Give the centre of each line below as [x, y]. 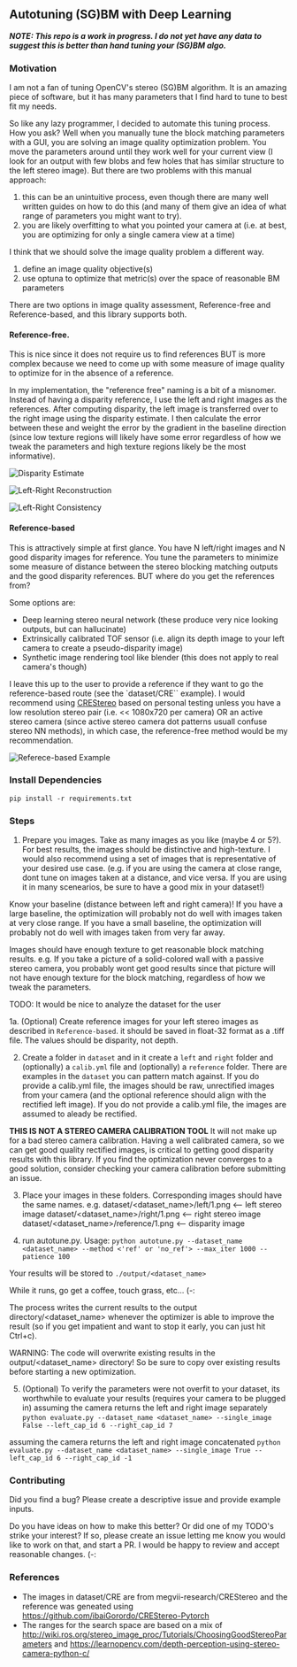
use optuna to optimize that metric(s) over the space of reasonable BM [151, 279]
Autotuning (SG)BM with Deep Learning [121, 15]
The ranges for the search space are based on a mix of [122, 1625]
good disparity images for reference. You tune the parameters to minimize [144, 557]
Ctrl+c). [23, 1336]
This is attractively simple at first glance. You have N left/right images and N [147, 547]
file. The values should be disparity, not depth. [94, 1040]
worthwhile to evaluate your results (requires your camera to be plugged [154, 1399]
